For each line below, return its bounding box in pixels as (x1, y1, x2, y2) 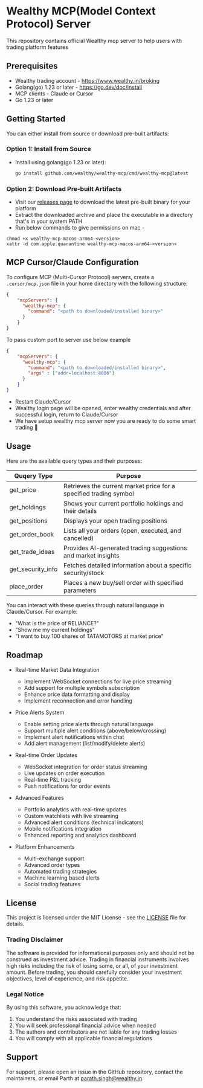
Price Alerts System (14, 709, 65, 716)
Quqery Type (14, 471, 53, 480)
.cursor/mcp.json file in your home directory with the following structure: (6, 280, 188, 287)
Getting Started (6, 114, 66, 124)
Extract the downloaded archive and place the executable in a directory (14, 211, 193, 219)
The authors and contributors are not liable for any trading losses (14, 1028, 177, 1035)
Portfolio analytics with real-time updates (24, 805, 127, 813)
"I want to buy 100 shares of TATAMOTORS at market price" (14, 633, 164, 640)
